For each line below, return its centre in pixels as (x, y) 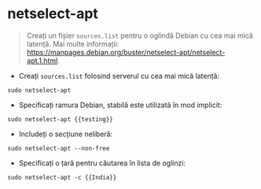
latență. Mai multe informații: (73, 43)
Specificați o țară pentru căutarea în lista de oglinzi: (102, 163)
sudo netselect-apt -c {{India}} (62, 177)
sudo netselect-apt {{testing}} (60, 119)
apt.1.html (42, 61)
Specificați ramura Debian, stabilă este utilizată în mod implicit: (120, 105)
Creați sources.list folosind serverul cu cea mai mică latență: (119, 76)
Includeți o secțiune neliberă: (66, 134)
